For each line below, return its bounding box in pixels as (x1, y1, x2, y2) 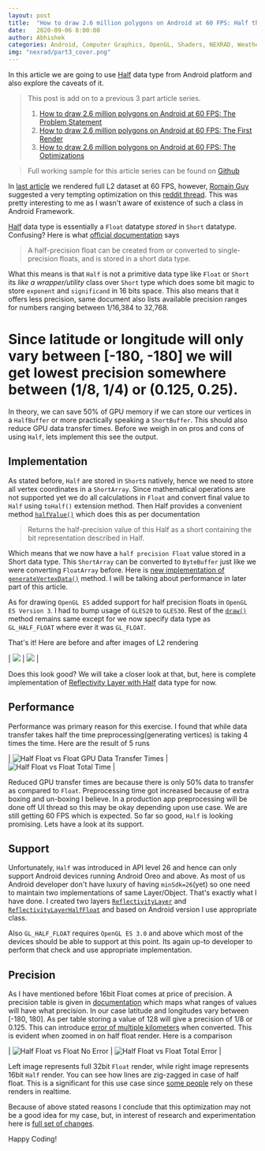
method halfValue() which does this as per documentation (8, 509, 200, 519)
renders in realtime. (8, 1087, 72, 1097)
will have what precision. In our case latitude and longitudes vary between (8, 1006, 249, 1015)
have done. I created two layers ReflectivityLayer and (8, 897, 187, 906)
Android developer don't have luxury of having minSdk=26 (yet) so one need (8, 879, 251, 889)
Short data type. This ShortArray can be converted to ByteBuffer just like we (8, 557, 256, 566)
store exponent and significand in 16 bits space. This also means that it (8, 286, 239, 295)
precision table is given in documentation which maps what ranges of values (8, 998, 257, 1007)
